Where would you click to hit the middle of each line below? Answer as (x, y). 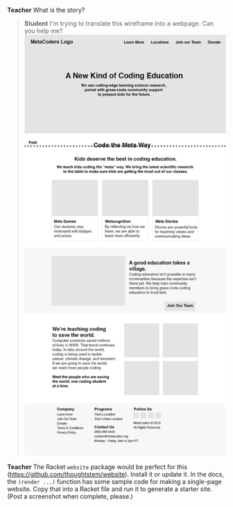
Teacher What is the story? (46, 10)
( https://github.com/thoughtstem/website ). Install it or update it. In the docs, (115, 474)
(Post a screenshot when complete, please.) (70, 497)
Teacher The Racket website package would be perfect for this (97, 467)
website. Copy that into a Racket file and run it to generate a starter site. (110, 489)
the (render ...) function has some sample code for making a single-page (114, 482)
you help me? (43, 31)
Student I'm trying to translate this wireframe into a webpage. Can (119, 23)
